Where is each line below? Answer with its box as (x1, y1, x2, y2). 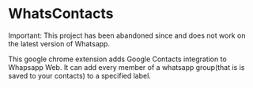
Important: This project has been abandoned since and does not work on (8, 31, 246, 40)
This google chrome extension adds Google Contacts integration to (8, 54, 227, 64)
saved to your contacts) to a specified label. (8, 71, 152, 80)
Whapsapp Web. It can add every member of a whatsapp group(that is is (8, 62, 245, 71)
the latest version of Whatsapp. (8, 38, 111, 48)
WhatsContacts (8, 5, 114, 23)
